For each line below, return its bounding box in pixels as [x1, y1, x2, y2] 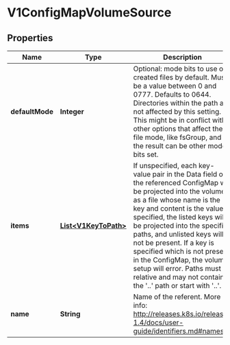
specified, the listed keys [133, 213, 214, 222]
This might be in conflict [133, 115, 211, 125]
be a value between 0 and [133, 81, 217, 91]
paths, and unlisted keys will [133, 230, 224, 239]
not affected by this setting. [133, 107, 221, 116]
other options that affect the [133, 124, 223, 133]
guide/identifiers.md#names [133, 326, 225, 335]
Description [163, 53, 203, 62]
